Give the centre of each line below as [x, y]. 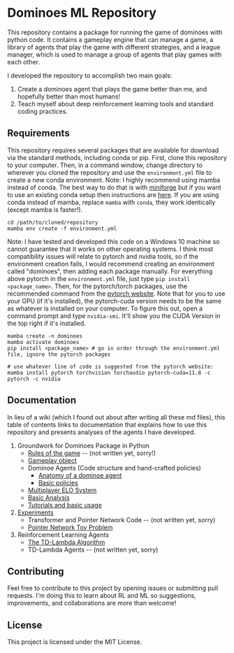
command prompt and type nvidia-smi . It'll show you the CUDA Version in [114, 315]
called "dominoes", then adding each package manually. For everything [110, 271]
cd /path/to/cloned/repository [53, 222]
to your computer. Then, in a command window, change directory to [105, 165]
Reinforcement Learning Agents [63, 534]
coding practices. [43, 111]
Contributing [36, 571]
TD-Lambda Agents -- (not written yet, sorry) [93, 550]
